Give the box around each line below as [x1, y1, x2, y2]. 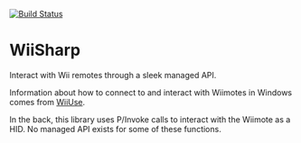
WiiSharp [9, 40, 81, 60]
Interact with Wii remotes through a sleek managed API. [9, 69, 217, 80]
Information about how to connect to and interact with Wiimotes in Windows [9, 86, 292, 98]
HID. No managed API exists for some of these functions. [9, 123, 221, 134]
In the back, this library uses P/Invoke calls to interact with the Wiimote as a [9, 113, 291, 125]
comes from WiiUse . [9, 96, 86, 107]
